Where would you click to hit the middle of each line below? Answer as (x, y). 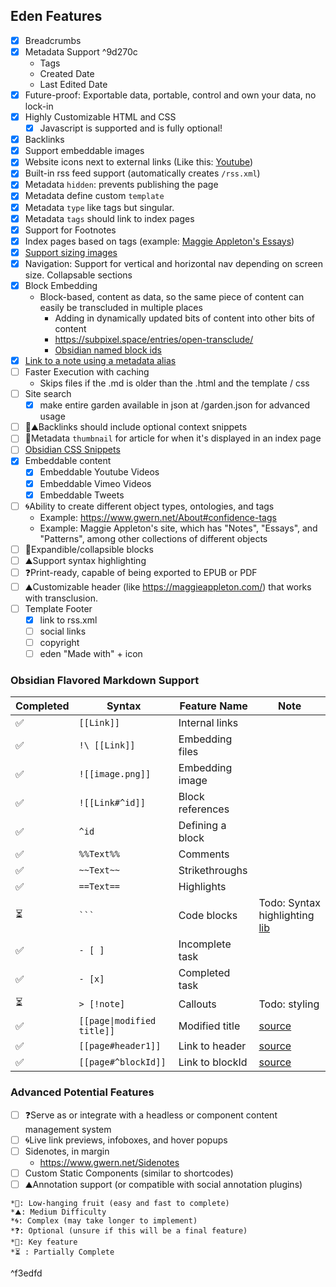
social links (63, 631)
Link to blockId (213, 1062)
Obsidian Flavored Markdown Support (105, 681)
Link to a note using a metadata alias (100, 360)
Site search (48, 394)
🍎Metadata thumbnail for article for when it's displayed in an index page (173, 438)
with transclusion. (61, 598)
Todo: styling (289, 1004)
